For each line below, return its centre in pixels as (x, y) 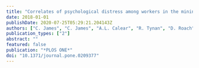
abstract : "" (22, 39)
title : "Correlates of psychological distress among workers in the (92, 12)
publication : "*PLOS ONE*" (39, 50)
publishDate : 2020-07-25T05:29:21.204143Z (59, 22)
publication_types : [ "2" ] (38, 34)
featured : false (26, 45)
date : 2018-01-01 (28, 17)
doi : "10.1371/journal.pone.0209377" (53, 56)
